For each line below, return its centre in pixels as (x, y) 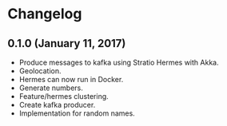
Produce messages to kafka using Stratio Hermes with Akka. (119, 62)
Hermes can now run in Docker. (71, 79)
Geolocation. (40, 71)
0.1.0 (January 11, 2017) (67, 43)
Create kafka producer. (57, 105)
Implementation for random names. (77, 113)
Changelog (45, 14)
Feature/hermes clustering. (64, 96)
